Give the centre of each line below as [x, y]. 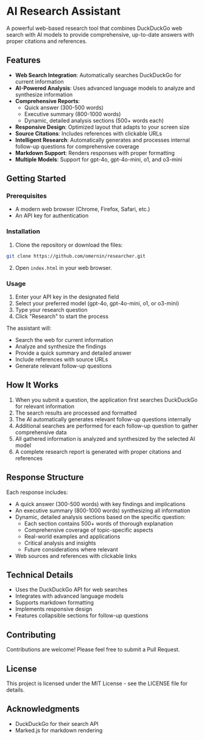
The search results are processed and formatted [76, 413]
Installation [23, 231]
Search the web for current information [64, 339]
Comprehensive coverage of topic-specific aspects [89, 530]
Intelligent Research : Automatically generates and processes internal [102, 140]
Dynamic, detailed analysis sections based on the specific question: [100, 517]
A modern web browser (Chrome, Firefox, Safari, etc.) [83, 209]
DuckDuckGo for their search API [57, 724]
